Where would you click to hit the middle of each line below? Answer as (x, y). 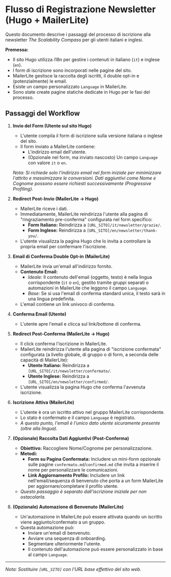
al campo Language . (48, 555)
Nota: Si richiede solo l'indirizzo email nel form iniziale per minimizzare (87, 172)
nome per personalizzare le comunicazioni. (73, 469)
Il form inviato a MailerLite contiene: (58, 146)
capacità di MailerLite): (44, 360)
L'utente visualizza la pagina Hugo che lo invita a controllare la (85, 241)
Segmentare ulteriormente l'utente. (65, 543)
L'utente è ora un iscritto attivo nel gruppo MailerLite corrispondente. (92, 412)
